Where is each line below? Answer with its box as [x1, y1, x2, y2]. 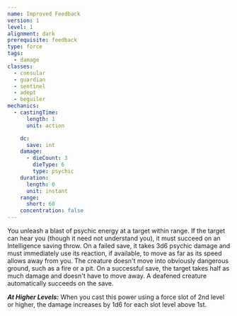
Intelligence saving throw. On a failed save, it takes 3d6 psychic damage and [7, 242, 231, 250]
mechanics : [7, 103, 40, 110]
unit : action [25, 122, 65, 129]
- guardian [13, 76, 46, 83]
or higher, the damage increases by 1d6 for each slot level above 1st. [7, 300, 207, 308]
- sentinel [13, 83, 46, 90]
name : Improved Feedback [7, 10, 81, 18]
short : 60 [25, 201, 55, 208]
